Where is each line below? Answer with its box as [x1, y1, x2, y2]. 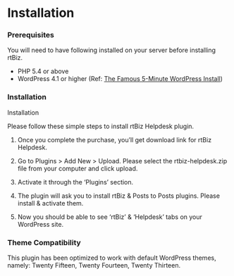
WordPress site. [17, 220, 64, 228]
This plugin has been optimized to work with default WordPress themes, [7, 253, 216, 262]
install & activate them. [17, 199, 84, 207]
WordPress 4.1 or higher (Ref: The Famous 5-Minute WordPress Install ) [17, 75, 223, 83]
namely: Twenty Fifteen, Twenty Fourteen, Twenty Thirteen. [7, 261, 181, 270]
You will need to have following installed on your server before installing [7, 46, 216, 54]
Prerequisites [7, 30, 54, 40]
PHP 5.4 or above [17, 67, 69, 75]
